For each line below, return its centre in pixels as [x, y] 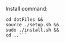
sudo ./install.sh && [32, 30]
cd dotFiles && [24, 20]
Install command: [27, 9]
